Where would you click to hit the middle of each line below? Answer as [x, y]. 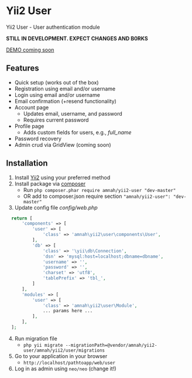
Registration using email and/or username [65, 89]
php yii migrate [43, 345]
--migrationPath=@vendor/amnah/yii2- [111, 345]
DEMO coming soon [30, 50]
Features [23, 68]
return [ [22, 218]
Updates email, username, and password [73, 113]
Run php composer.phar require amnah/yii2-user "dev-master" [100, 190]
